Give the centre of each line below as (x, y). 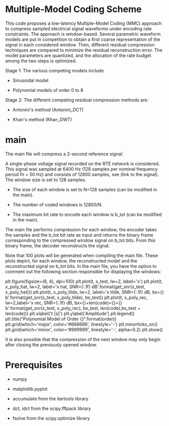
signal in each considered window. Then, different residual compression (80, 44)
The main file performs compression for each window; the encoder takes (81, 229)
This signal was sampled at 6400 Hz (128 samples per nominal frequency (81, 169)
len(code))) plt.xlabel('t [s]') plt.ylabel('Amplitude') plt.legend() (70, 313)
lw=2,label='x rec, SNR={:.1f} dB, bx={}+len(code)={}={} (64, 303)
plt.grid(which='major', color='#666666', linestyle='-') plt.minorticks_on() (81, 324)
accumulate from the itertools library (50, 398)
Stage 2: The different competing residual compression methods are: (77, 100)
